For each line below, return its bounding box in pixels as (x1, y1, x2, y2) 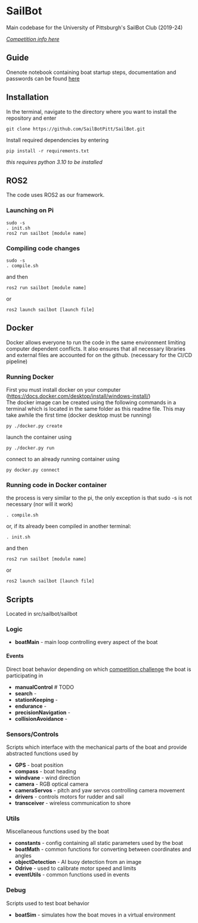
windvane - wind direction (14, 774, 81, 781)
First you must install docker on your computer (6, 386, 121, 394)
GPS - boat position (14, 761, 64, 769)
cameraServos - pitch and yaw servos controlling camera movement (14, 786, 185, 794)
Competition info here (6, 35, 60, 42)
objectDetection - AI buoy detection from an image (14, 859, 142, 866)
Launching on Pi (6, 206, 54, 215)
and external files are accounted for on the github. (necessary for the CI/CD (6, 351, 193, 358)
